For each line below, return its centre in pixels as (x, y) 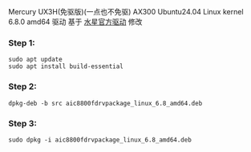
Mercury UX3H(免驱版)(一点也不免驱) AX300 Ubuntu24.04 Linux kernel (126, 12)
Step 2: (23, 86)
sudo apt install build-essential (66, 66)
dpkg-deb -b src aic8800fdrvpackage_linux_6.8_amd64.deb (105, 103)
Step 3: (23, 123)
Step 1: (22, 42)
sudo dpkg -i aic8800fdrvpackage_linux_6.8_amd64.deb (100, 140)
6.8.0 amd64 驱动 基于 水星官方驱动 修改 (75, 22)
